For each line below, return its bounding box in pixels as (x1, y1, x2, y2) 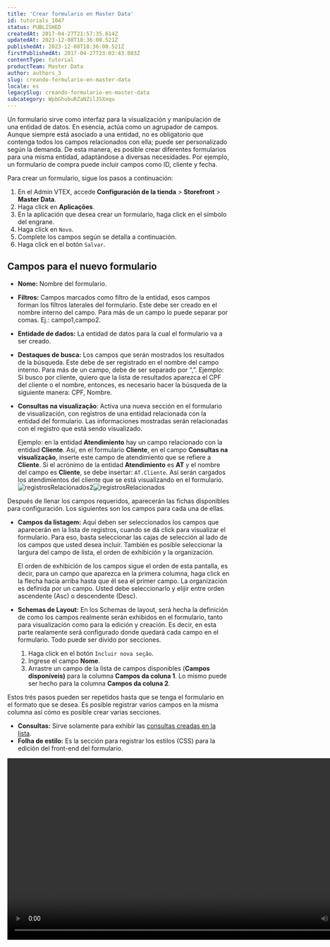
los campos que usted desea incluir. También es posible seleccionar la (17, 540, 223, 548)
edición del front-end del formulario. (17, 743, 123, 753)
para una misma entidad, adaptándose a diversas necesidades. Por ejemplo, (7, 153, 229, 161)
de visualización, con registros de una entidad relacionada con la (17, 409, 207, 418)
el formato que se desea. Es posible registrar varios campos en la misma (7, 700, 219, 709)
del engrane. (17, 218, 55, 226)
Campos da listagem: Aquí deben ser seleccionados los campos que (17, 517, 219, 527)
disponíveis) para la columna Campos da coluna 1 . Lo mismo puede (28, 671, 227, 680)
